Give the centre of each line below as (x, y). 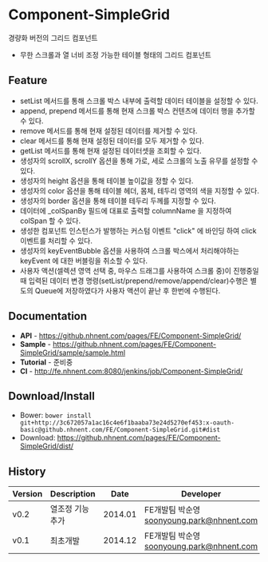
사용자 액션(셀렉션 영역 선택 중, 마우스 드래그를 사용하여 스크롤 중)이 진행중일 (139, 270)
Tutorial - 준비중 (46, 362)
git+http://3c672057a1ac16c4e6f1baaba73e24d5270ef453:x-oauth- (127, 423)
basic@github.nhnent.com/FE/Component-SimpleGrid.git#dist (120, 430)
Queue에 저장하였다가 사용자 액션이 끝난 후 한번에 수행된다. (128, 290)
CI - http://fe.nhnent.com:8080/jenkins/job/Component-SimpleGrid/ (131, 371)
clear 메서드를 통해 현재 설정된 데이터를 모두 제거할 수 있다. (112, 141)
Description (73, 494)
